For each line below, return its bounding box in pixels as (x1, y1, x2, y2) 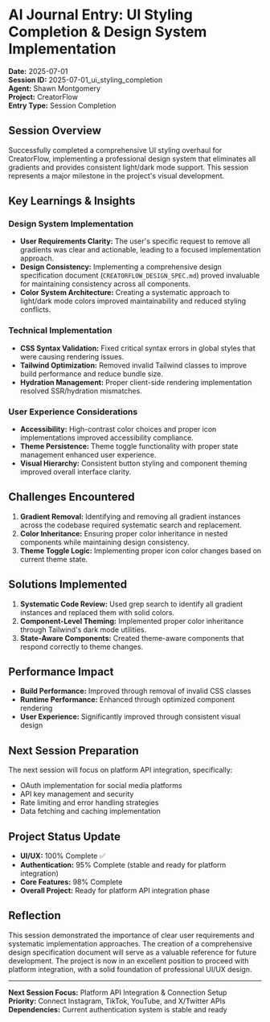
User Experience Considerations (8, 406, 138, 417)
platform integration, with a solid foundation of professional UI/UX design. (8, 964, 252, 974)
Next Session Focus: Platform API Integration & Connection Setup (8, 987, 227, 997)
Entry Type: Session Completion (8, 101, 117, 110)
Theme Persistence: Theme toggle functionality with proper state (19, 441, 239, 451)
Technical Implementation (8, 325, 112, 336)
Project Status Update (8, 830, 121, 843)
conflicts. (19, 305, 51, 314)
